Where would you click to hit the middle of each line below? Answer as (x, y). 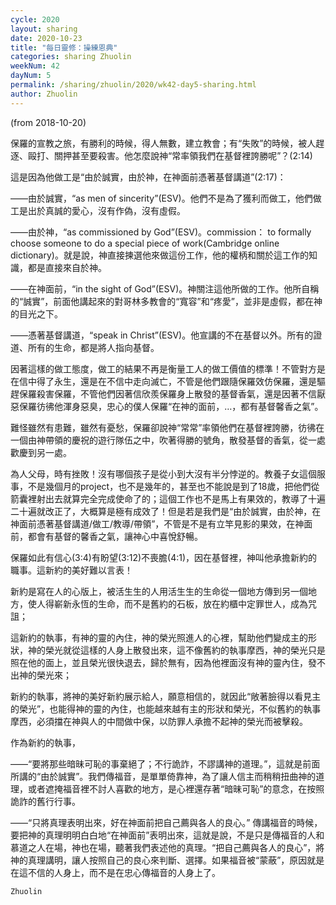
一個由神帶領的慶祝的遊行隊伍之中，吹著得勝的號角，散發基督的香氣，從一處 (168, 440)
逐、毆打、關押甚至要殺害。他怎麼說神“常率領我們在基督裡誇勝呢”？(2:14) (161, 155)
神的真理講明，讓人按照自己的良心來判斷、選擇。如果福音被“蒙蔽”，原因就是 (167, 860)
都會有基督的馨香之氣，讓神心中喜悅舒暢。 (115, 536)
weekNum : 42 (35, 66)
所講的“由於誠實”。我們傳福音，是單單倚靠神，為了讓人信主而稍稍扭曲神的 (163, 776)
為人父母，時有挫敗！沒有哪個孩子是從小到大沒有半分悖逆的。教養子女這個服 (168, 473)
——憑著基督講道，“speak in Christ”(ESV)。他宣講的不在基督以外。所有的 (162, 335)
